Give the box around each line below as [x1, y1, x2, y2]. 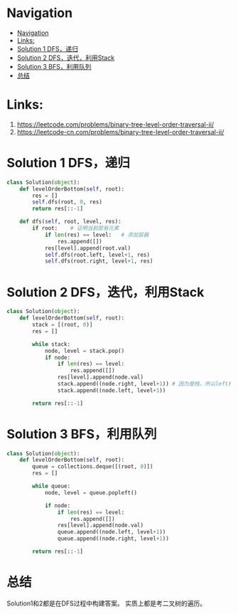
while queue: [32, 482, 71, 490]
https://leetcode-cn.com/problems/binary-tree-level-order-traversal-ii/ [16, 127, 225, 136]
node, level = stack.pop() [44, 347, 125, 354]
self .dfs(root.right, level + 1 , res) [44, 258, 153, 265]
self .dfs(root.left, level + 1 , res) [44, 251, 151, 258]
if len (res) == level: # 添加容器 [44, 231, 149, 238]
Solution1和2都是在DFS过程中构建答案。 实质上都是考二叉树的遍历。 [6, 599, 207, 608]
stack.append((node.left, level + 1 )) [57, 386, 166, 394]
